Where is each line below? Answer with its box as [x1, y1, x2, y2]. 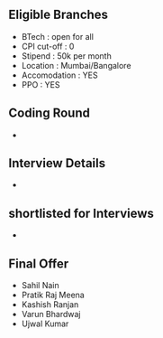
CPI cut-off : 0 [21, 41, 75, 52]
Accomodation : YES [21, 70, 98, 80]
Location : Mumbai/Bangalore [21, 60, 131, 70]
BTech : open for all [21, 31, 94, 42]
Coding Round [8, 106, 91, 121]
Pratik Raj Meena [21, 289, 85, 301]
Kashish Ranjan [21, 299, 79, 310]
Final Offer [8, 256, 69, 271]
